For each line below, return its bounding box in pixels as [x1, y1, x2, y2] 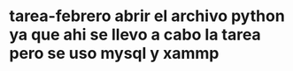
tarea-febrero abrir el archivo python [9, 6, 285, 26]
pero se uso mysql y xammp [9, 44, 220, 63]
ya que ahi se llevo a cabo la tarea [9, 25, 261, 45]
